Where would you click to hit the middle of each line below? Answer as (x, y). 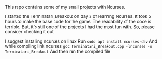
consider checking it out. (30, 32)
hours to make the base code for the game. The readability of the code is (78, 22)
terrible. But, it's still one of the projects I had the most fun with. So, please (80, 27)
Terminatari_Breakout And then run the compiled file (58, 51)
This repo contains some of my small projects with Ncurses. (65, 7)
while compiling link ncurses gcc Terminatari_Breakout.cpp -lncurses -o (79, 46)
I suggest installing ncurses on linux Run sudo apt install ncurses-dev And (81, 41)
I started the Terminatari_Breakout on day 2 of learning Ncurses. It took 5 (78, 16)
